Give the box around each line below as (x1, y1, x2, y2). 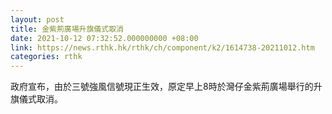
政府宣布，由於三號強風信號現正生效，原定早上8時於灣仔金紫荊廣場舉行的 (10, 81, 314, 93)
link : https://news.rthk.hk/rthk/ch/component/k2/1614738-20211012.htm (10, 42, 315, 53)
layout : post (10, 14, 65, 25)
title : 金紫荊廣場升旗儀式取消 (10, 24, 124, 34)
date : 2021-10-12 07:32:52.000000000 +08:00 (10, 33, 199, 43)
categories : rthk (10, 52, 83, 62)
